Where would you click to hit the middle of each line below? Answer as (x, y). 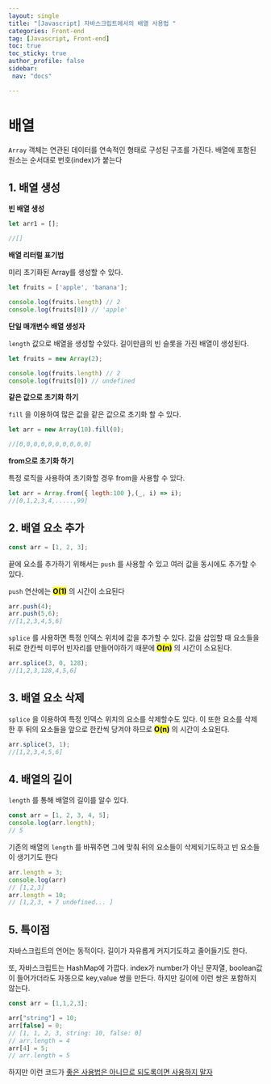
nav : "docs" (32, 76)
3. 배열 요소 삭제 (46, 698)
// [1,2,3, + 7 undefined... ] (61, 903)
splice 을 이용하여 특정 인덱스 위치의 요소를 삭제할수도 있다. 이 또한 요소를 (125, 719)
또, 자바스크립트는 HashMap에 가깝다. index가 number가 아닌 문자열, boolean (132, 968)
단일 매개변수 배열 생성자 (47, 326)
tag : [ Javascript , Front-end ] (59, 38)
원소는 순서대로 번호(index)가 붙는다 (65, 159)
